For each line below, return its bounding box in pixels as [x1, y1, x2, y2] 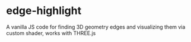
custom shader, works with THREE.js [6, 29, 96, 36]
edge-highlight [6, 4, 82, 17]
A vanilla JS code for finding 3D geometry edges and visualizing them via [6, 23, 186, 30]
